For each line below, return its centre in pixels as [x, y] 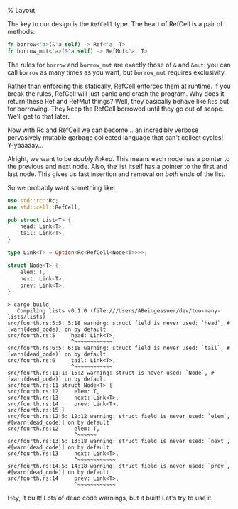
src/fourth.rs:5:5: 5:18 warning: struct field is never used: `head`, [115, 323]
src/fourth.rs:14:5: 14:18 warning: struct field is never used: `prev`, [119, 466]
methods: [21, 32]
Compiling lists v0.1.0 [52, 311]
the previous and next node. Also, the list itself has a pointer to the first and [117, 166]
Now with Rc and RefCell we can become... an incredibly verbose [103, 130]
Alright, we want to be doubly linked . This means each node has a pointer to [119, 158]
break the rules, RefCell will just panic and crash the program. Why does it [116, 93]
